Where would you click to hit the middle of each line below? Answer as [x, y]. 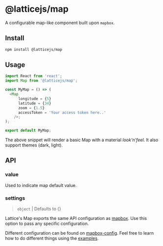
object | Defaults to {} [39, 209]
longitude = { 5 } [35, 99]
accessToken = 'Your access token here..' [62, 112]
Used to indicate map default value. [41, 185]
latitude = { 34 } [35, 103]
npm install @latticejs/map [34, 49]
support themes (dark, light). [34, 145]
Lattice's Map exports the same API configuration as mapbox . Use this [76, 218]
